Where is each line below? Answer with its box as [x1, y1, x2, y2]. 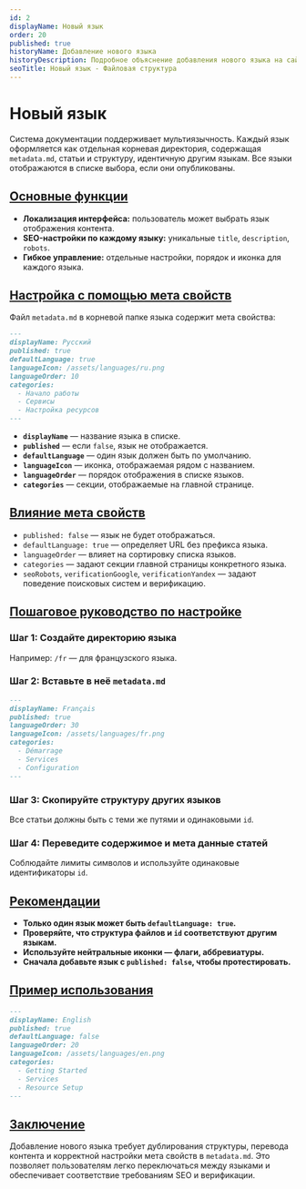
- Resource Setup [17, 1082, 84, 1092]
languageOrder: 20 [9, 1041, 79, 1050]
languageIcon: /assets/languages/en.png [9, 1049, 166, 1059]
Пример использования [9, 982, 154, 998]
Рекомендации [9, 893, 101, 909]
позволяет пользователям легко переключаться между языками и [9, 1160, 270, 1171]
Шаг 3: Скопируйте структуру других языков [9, 793, 221, 806]
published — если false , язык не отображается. [22, 441, 209, 452]
